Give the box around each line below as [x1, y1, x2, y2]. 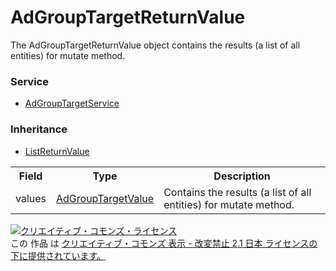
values [15, 191, 47, 205]
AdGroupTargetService [24, 97, 120, 110]
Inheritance [10, 122, 68, 136]
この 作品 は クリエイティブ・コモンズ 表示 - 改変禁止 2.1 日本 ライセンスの [10, 237, 318, 249]
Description [213, 169, 271, 183]
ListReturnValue [24, 145, 90, 157]
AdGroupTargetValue [56, 191, 155, 205]
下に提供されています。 [10, 249, 107, 261]
